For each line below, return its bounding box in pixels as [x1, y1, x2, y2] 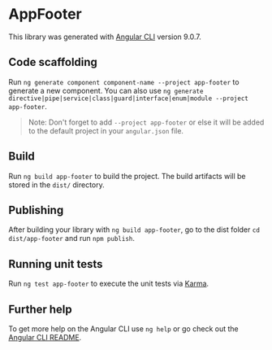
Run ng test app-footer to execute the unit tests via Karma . [8, 278, 209, 289]
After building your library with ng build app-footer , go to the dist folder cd [8, 225, 260, 234]
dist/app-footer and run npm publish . [8, 234, 136, 243]
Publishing [8, 203, 64, 217]
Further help [8, 302, 73, 316]
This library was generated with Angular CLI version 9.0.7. [8, 32, 201, 42]
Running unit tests [8, 257, 103, 271]
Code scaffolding [8, 55, 97, 69]
